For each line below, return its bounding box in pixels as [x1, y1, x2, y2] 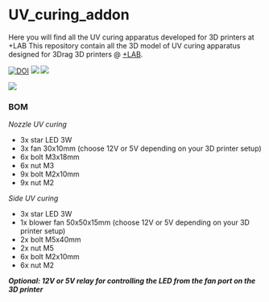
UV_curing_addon [8, 6, 130, 24]
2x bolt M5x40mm [19, 235, 81, 245]
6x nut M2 [19, 260, 55, 271]
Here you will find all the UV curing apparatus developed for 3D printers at [8, 32, 255, 42]
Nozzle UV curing [8, 119, 67, 130]
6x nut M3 [19, 161, 55, 171]
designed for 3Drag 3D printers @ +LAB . [8, 49, 143, 59]
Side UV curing [8, 193, 59, 203]
